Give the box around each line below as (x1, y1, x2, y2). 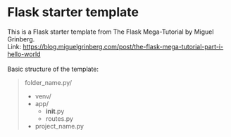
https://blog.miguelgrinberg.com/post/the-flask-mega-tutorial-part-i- (23, 42, 224, 51)
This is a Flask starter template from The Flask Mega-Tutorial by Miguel (7, 27, 214, 36)
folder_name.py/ (24, 78, 73, 86)
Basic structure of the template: (7, 65, 99, 73)
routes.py (45, 114, 74, 123)
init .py (45, 107, 65, 115)
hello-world (7, 50, 41, 58)
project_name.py (35, 122, 85, 130)
